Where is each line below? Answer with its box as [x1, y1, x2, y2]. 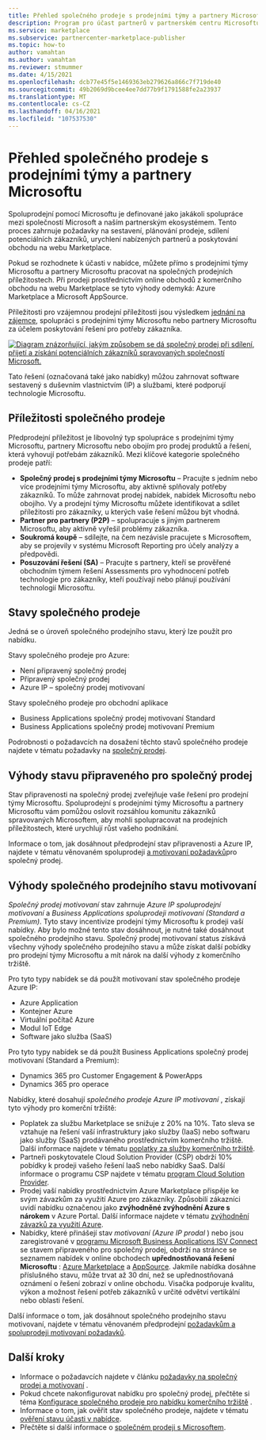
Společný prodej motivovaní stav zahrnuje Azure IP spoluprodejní [8, 900, 222, 909]
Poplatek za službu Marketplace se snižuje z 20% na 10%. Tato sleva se [19, 1119, 255, 1128]
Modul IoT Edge [19, 1023, 71, 1033]
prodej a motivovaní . [19, 1380, 89, 1389]
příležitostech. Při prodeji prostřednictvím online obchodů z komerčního [8, 275, 242, 284]
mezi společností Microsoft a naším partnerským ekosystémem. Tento [8, 217, 237, 227]
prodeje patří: [8, 458, 53, 467]
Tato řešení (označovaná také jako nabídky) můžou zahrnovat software [8, 371, 240, 381]
